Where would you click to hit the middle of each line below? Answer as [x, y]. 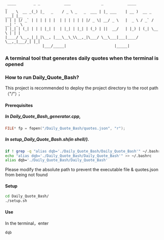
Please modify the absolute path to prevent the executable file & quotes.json [82, 170]
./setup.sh [16, 201]
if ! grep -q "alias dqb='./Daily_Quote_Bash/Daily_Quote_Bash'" [73, 151]
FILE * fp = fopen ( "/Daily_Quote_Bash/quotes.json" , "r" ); [65, 128]
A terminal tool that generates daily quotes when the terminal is [82, 58]
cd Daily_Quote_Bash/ [27, 196]
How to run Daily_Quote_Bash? [42, 77]
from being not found [26, 175]
